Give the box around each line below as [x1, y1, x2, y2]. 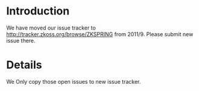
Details [6, 58, 42, 72]
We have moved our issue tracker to [6, 24, 96, 31]
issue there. [6, 37, 36, 44]
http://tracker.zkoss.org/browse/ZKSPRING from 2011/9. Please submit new [6, 30, 194, 37]
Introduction [6, 4, 70, 18]
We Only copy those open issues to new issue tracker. [6, 78, 141, 85]
